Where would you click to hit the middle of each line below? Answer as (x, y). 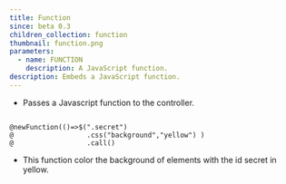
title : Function (40, 18)
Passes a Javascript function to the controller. (108, 102)
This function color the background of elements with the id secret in (149, 160)
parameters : (32, 52)
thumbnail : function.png (56, 43)
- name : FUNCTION (50, 60)
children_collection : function (69, 34)
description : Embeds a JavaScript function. (95, 77)
